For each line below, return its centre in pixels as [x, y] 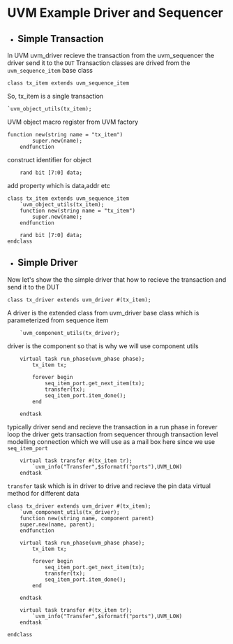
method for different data [44, 493]
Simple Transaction [60, 39]
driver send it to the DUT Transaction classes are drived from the [99, 63]
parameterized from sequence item [58, 320]
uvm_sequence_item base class [50, 70]
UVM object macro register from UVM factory [73, 122]
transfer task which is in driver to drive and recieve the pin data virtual [109, 486]
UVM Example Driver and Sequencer [115, 13]
